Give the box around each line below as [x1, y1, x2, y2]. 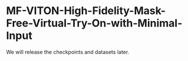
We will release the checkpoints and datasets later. [6, 48, 130, 55]
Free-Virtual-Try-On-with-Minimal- [6, 16, 183, 30]
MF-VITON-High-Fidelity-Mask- [6, 4, 166, 18]
